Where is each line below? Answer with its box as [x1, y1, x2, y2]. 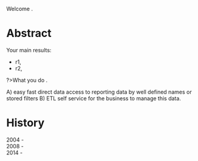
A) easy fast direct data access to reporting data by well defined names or [6, 88, 193, 95]
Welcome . [6, 5, 33, 12]
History [6, 116, 45, 130]
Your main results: [6, 46, 52, 53]
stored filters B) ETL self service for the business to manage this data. [6, 94, 181, 102]
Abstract [6, 27, 52, 40]
